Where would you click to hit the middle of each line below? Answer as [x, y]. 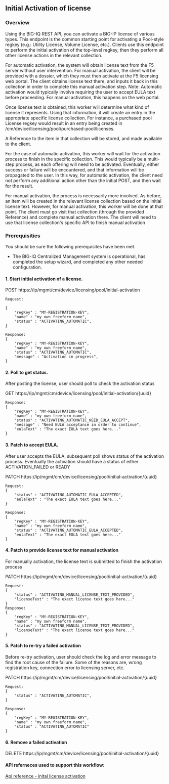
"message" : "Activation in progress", [56, 357]
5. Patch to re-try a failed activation [43, 646]
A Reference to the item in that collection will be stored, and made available [84, 138]
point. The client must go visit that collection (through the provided [75, 211]
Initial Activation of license [48, 8]
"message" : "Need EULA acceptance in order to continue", [78, 425]
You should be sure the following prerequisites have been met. [70, 246]
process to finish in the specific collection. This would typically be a [76, 159]
